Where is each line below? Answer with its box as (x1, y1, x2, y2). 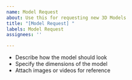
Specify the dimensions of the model (15, 60, 108, 68)
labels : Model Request (6, 26, 64, 32)
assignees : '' (6, 32, 43, 38)
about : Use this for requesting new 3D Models (6, 15, 127, 21)
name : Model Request (6, 9, 59, 15)
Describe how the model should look (15, 54, 108, 61)
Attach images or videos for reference (15, 67, 111, 74)
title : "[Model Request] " (6, 20, 75, 26)
